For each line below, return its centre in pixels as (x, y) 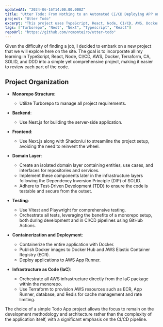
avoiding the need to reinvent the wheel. (59, 146)
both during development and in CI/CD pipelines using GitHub (81, 220)
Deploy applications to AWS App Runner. (60, 260)
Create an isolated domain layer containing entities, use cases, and (86, 165)
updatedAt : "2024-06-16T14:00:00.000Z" (45, 10)
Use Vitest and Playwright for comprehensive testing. (73, 210)
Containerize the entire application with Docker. (67, 244)
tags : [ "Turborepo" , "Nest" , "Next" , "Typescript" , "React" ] (68, 28)
